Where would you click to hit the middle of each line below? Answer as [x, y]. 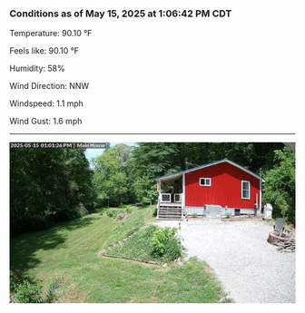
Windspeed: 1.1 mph [47, 103]
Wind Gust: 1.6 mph [46, 122]
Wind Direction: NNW [49, 86]
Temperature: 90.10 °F [51, 34]
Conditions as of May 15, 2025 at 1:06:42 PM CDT [121, 14]
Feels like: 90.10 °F [44, 51]
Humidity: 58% [37, 68]
